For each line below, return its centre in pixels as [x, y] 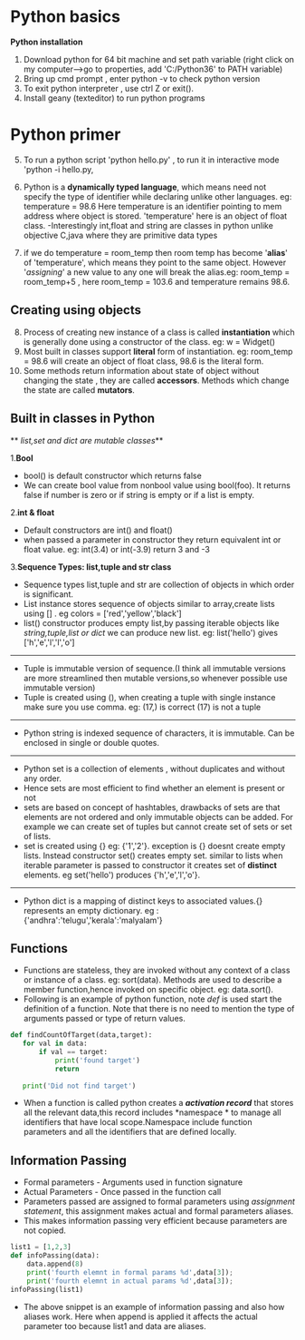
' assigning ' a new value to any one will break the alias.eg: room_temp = [157, 272]
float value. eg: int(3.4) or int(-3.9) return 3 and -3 [117, 549]
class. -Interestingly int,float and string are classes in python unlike [148, 225]
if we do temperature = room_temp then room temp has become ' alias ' [155, 252]
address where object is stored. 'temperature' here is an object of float [155, 216]
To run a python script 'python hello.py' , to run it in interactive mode [151, 160]
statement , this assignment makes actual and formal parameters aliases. [158, 1211]
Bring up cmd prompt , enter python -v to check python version [142, 78]
